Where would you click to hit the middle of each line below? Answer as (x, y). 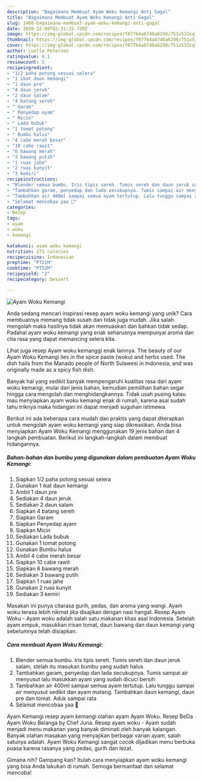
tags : (13, 219)
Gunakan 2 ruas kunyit (43, 587)
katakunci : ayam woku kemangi (45, 246)
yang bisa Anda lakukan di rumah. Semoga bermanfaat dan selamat (90, 766)
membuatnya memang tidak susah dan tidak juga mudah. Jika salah (91, 319)
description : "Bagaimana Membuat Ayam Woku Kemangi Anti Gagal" (89, 12)
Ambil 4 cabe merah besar (48, 555)
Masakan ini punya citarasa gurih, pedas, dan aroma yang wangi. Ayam (95, 605)
